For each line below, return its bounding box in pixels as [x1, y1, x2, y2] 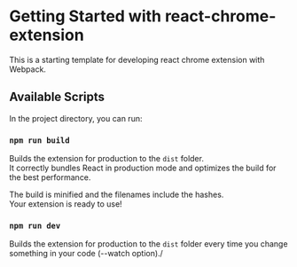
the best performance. [9, 172, 91, 183]
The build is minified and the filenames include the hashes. [9, 189, 224, 200]
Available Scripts [9, 90, 105, 105]
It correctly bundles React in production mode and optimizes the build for [9, 162, 277, 174]
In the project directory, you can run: [9, 113, 143, 123]
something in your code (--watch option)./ [9, 248, 164, 259]
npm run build [9, 135, 70, 145]
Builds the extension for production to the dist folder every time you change [9, 239, 288, 249]
